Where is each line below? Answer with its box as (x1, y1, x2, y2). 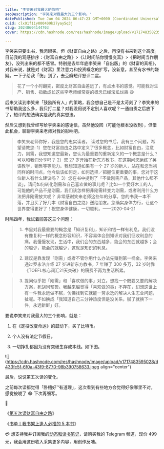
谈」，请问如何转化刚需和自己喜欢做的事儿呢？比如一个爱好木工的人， (17, 181, 156, 187)
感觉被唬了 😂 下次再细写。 (5, 390, 60, 396)
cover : (5, 30, 19, 35)
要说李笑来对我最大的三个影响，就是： (5, 313, 82, 318)
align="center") (100, 364, 132, 369)
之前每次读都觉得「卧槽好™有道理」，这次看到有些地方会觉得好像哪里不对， (5, 385, 155, 390)
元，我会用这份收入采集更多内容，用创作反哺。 (5, 439, 99, 445)
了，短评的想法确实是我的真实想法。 (5, 112, 78, 117)
